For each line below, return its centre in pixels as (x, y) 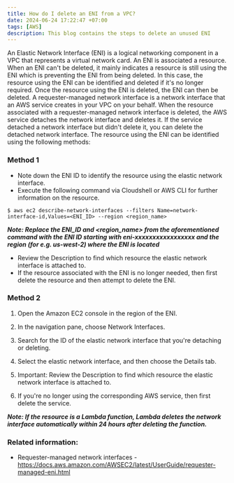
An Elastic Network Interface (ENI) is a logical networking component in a (113, 53)
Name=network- (177, 210)
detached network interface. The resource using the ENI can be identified (113, 135)
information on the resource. (58, 198)
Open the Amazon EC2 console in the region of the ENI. (97, 313)
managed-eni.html (44, 473)
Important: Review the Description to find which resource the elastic (115, 375)
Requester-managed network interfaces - (77, 457)
